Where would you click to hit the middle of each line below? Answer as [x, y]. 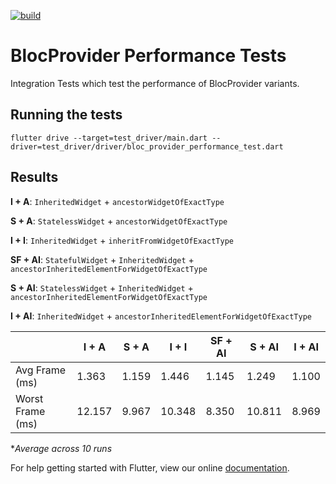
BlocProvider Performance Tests [148, 56]
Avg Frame [41, 370]
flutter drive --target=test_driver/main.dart [109, 138]
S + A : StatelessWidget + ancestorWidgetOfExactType [119, 221]
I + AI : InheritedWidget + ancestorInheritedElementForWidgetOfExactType [161, 316]
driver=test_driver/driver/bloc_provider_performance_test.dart [147, 146]
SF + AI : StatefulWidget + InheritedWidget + [102, 259]
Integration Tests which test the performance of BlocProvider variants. [155, 83]
